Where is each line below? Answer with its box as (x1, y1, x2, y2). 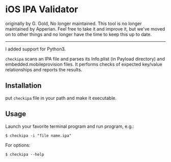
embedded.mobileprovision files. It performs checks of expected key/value (5, 61, 163, 67)
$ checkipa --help (5, 152, 44, 157)
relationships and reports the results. (5, 66, 82, 72)
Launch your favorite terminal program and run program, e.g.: (5, 123, 134, 129)
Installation (5, 82, 42, 90)
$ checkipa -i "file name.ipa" (5, 133, 72, 138)
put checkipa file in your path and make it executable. (5, 95, 117, 101)
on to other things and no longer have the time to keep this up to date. (5, 31, 152, 37)
